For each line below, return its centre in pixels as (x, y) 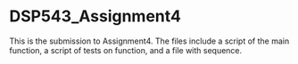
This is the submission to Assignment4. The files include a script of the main (149, 41)
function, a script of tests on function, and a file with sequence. (126, 50)
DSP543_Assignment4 (95, 16)
